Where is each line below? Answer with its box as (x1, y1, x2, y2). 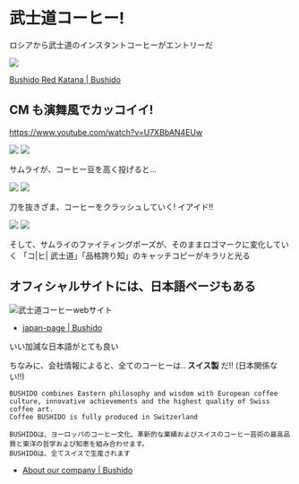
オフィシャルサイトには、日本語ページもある (9, 279, 257, 294)
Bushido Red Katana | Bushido (9, 73, 121, 85)
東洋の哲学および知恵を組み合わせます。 (21, 439, 149, 448)
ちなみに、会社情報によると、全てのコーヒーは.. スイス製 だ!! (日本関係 (9, 359, 270, 370)
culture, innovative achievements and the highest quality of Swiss (9, 396, 270, 406)
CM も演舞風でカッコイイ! (9, 102, 154, 117)
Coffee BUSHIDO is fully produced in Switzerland (9, 412, 199, 421)
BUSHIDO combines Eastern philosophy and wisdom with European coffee (9, 389, 278, 398)
